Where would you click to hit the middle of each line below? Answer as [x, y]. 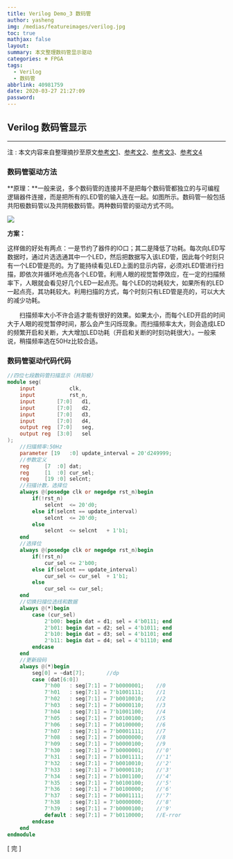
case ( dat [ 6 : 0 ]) [55, 679]
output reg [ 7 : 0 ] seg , [57, 427]
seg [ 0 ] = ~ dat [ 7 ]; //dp [76, 673]
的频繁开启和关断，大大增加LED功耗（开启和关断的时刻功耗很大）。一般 [109, 333]
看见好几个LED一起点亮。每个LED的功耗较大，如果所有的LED [137, 283]
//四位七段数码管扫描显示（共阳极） [52, 376]
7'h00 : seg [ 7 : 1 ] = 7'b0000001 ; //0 [105, 686]
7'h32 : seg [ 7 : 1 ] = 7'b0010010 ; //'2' [108, 763]
